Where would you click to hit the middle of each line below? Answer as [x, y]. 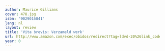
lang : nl [14, 23]
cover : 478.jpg [21, 14]
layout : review [21, 28]
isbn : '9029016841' [25, 18]
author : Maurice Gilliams [31, 9]
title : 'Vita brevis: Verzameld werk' [45, 32]
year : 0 [13, 41]
